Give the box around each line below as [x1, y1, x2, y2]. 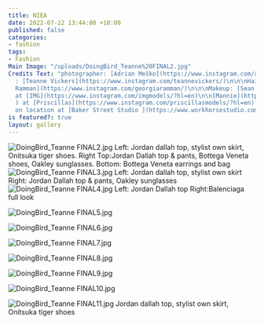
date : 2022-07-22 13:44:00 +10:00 [8, 19, 122, 27]
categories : [8, 33, 47, 42]
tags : [8, 48, 26, 56]
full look [8, 192, 35, 202]
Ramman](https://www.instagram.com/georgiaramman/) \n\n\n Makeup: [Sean [15, 84, 255, 93]
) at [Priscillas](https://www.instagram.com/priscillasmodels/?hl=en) [15, 99, 255, 107]
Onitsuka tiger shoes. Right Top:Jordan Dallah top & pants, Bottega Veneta [8, 151, 249, 160]
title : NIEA [8, 11, 47, 20]
